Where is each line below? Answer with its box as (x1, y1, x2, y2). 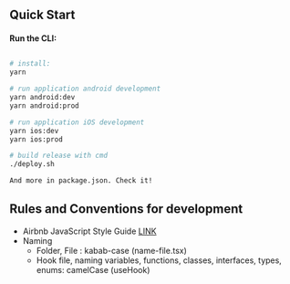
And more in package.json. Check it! (9, 176, 153, 185)
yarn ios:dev (9, 126, 59, 135)
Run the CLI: (9, 32, 57, 44)
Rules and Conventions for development (9, 201, 243, 217)
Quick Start (9, 7, 76, 23)
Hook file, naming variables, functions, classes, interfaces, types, (36, 255, 283, 266)
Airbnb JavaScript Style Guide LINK (22, 226, 157, 237)
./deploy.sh (9, 160, 55, 169)
